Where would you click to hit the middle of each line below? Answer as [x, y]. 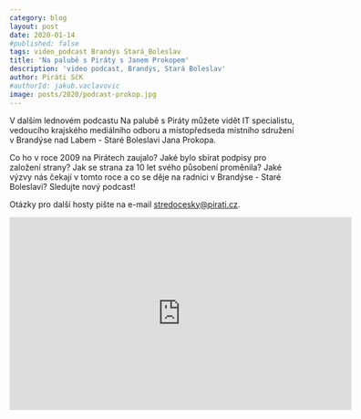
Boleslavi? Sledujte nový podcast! [72, 186]
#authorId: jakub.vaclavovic [65, 86]
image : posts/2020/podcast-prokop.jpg [83, 94]
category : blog [38, 18]
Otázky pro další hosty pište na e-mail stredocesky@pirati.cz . [125, 204]
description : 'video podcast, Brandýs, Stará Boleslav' [118, 69]
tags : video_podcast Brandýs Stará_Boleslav [95, 52]
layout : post [34, 26]
